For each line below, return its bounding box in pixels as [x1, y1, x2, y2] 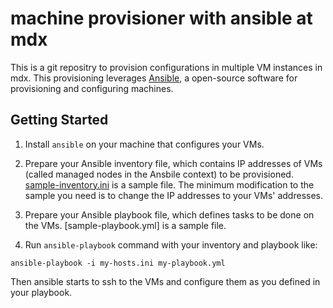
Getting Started [10, 112, 109, 129]
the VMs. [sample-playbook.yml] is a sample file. [24, 219, 227, 231]
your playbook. [10, 286, 73, 298]
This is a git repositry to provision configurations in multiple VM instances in [10, 61, 323, 73]
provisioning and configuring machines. [10, 82, 174, 94]
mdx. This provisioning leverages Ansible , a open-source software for [10, 72, 298, 84]
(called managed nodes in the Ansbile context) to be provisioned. [24, 168, 294, 180]
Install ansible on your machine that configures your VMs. [24, 138, 265, 150]
